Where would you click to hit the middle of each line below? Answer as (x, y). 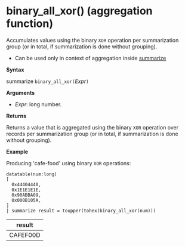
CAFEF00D (25, 235)
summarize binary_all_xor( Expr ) (47, 81)
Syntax (15, 69)
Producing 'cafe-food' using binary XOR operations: (69, 163)
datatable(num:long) (32, 174)
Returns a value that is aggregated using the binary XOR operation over (92, 127)
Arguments (21, 92)
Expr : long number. (38, 104)
